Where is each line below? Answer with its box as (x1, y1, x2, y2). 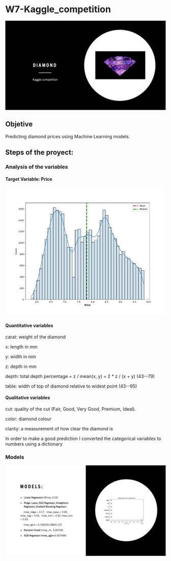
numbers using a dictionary (5, 441, 63, 447)
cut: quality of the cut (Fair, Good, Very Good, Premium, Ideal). (5, 406, 136, 412)
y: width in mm (5, 353, 37, 359)
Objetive (5, 120, 33, 129)
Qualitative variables (5, 395, 50, 401)
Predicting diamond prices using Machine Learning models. (5, 133, 130, 139)
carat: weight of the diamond (5, 334, 66, 340)
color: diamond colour (5, 416, 52, 422)
